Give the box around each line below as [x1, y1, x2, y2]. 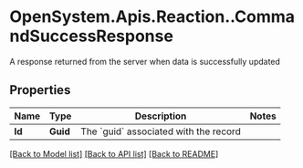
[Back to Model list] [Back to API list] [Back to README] [9, 148, 219, 159]
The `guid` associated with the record [80, 125, 242, 138]
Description [134, 110, 187, 122]
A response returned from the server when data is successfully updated [9, 56, 281, 67]
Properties [9, 82, 71, 98]
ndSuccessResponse [9, 26, 173, 47]
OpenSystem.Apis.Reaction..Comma [9, 6, 295, 27]
